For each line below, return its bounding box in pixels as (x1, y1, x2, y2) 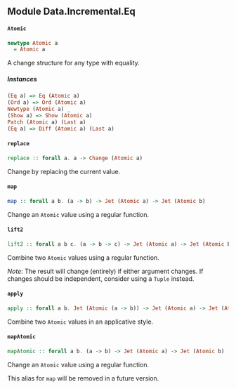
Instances (7, 74, 37, 83)
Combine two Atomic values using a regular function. (7, 253, 159, 262)
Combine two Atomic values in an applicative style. (7, 317, 154, 326)
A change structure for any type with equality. (7, 59, 140, 67)
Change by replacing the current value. (7, 167, 121, 176)
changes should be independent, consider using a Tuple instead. (7, 274, 195, 283)
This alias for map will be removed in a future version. (7, 374, 159, 382)
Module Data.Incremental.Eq (7, 6, 136, 18)
